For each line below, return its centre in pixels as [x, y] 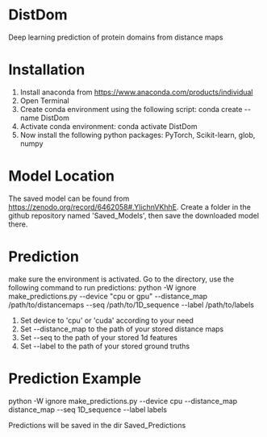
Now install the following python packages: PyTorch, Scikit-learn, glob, [138, 135]
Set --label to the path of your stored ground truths [105, 346]
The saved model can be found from [69, 198]
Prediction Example [75, 379]
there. [18, 224]
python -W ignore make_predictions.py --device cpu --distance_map [123, 401]
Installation [47, 70]
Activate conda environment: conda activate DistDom [108, 126]
